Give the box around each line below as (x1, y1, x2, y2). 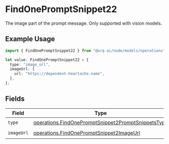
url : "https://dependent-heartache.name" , (14, 71, 105, 77)
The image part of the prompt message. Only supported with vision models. (5, 20, 162, 26)
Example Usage (5, 35, 55, 43)
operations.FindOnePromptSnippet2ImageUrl (33, 129, 140, 136)
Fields (5, 95, 25, 103)
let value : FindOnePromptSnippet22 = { (5, 57, 89, 62)
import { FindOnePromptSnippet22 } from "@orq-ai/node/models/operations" (5, 48, 165, 53)
